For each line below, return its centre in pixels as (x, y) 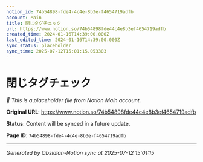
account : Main (24, 18)
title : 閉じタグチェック (34, 23)
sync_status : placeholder (39, 46)
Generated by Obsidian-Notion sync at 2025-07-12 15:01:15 (80, 152)
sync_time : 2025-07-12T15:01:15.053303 (56, 51)
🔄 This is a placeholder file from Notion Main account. (74, 100)
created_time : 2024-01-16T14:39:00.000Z (58, 34)
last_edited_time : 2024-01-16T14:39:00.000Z (63, 40)
